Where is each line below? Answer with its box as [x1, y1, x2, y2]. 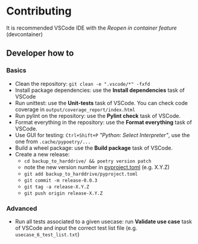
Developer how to [6, 48, 74, 59]
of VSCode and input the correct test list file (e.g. [14, 224, 138, 231]
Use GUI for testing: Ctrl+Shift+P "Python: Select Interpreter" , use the [14, 131, 190, 138]
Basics [6, 66, 27, 75]
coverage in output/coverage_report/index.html [14, 106, 136, 113]
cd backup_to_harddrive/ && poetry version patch [24, 158, 152, 164]
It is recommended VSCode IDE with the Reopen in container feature [6, 24, 177, 31]
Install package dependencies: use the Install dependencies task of [14, 86, 185, 94]
